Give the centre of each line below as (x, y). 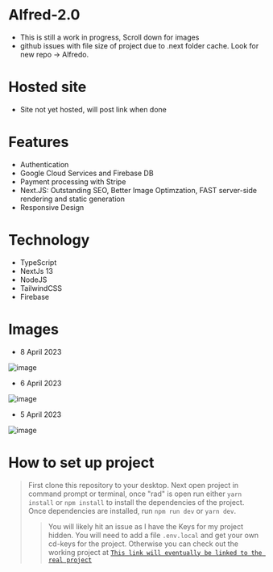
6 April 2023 (41, 383)
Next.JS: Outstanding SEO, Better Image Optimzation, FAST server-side (139, 190)
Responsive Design (52, 207)
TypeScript (38, 262)
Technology (49, 240)
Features (39, 142)
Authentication (44, 164)
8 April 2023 (41, 351)
